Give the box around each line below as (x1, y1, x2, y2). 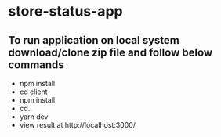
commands (8, 58, 64, 71)
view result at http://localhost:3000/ (19, 121, 136, 129)
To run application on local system (8, 34, 180, 47)
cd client (19, 87, 49, 96)
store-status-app (8, 2, 123, 20)
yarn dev (19, 112, 49, 121)
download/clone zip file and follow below (8, 45, 213, 59)
